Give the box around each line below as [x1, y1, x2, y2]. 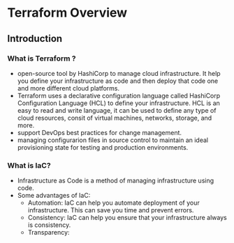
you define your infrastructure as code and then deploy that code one [17, 77, 219, 85]
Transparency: [27, 228, 70, 237]
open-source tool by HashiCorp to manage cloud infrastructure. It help [17, 69, 221, 77]
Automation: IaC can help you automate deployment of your [27, 198, 200, 207]
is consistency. [27, 221, 71, 229]
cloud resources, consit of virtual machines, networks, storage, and [17, 113, 212, 122]
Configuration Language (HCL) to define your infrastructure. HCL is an [17, 99, 220, 107]
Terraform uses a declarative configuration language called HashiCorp [17, 91, 221, 100]
